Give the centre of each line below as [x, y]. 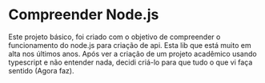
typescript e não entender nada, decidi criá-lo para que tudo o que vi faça [130, 62]
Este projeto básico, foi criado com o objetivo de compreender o [114, 37]
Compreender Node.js [84, 15]
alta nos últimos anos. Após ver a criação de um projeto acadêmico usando [133, 53]
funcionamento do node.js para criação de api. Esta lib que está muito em [130, 45]
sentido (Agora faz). [41, 70]
